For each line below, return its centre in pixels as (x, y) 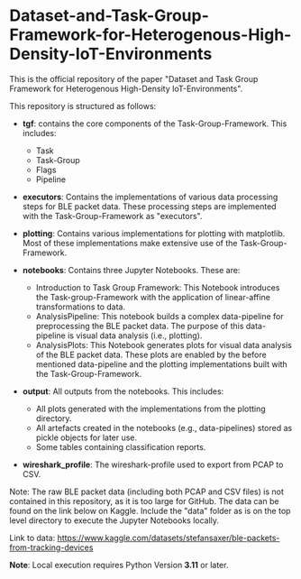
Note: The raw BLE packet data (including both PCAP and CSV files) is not (146, 492)
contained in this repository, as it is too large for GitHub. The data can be (144, 501)
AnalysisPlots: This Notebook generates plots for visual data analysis (164, 345)
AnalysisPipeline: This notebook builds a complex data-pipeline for (160, 316)
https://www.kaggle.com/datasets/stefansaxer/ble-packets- (169, 538)
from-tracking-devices (51, 547)
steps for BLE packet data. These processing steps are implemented (149, 206)
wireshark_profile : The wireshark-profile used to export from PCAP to (153, 464)
